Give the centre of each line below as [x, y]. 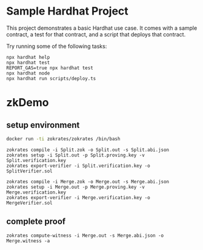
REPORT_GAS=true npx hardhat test [50, 68]
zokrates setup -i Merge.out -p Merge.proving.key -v [76, 187]
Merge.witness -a [28, 241]
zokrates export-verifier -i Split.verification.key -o [78, 166]
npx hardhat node [28, 73]
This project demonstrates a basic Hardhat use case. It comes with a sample [102, 28]
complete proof [36, 222]
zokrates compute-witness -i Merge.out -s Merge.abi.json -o [85, 235]
